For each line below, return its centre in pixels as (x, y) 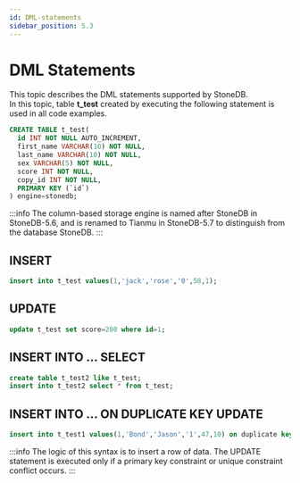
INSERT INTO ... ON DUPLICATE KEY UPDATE (136, 414)
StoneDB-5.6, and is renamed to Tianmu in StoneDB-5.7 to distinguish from (147, 223)
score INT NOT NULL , (55, 171)
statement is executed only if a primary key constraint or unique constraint (146, 461)
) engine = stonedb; (43, 196)
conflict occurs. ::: (42, 471)
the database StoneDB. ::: (56, 232)
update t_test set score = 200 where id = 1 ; (87, 329)
